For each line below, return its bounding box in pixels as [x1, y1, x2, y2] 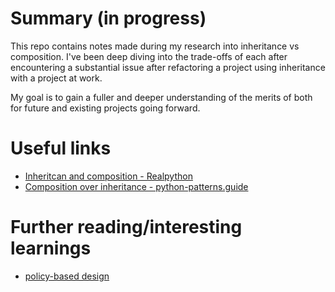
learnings [10, 237, 92, 260]
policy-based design [24, 270, 110, 282]
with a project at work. [10, 72, 103, 84]
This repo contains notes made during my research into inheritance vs [10, 40, 300, 52]
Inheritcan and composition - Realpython [24, 170, 193, 182]
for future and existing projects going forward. [10, 102, 201, 114]
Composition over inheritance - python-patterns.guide [24, 180, 249, 192]
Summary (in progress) [10, 7, 207, 30]
